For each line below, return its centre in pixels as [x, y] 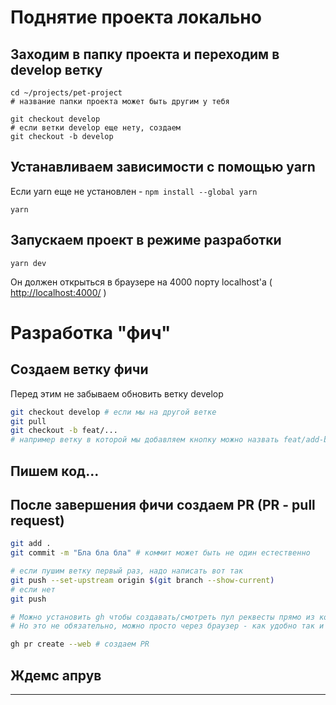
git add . [31, 544]
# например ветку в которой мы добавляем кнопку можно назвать [145, 440]
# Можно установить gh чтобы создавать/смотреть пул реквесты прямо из [162, 617]
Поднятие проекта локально [136, 17]
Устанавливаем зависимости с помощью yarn [163, 167]
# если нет [33, 589]
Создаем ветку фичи [79, 369]
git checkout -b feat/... [64, 431]
